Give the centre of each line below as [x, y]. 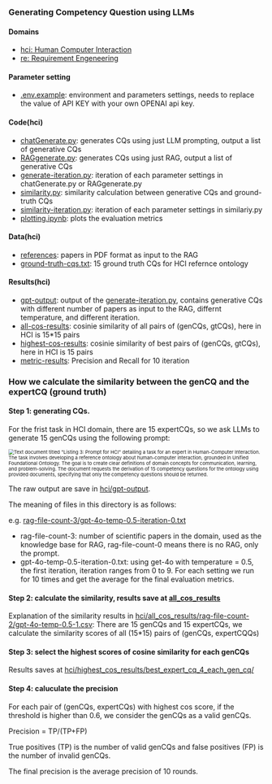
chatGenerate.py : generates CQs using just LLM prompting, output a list [140, 140]
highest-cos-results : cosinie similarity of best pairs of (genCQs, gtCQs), [140, 343]
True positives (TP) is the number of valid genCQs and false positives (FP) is [136, 747]
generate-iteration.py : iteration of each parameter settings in [121, 175]
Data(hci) [25, 237]
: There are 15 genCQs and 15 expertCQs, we [167, 625]
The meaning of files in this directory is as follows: [93, 505]
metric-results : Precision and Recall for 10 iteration [105, 360]
